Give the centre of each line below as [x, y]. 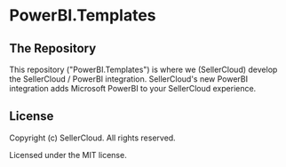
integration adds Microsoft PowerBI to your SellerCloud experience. [133, 88]
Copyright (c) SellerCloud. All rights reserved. [92, 138]
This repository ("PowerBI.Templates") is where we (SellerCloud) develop [143, 69]
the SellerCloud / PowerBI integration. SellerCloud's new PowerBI [129, 79]
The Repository [53, 48]
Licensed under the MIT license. [68, 155]
